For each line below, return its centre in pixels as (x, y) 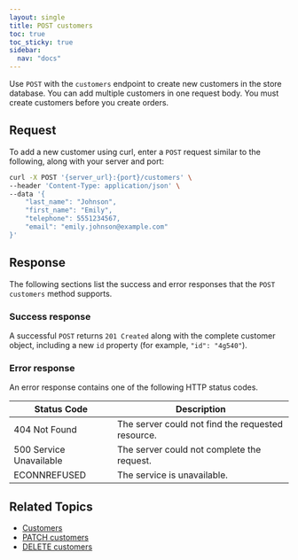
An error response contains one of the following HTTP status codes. (134, 387)
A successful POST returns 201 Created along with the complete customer (142, 335)
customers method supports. (61, 293)
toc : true (27, 34)
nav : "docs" (39, 58)
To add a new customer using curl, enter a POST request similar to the (135, 152)
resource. (137, 435)
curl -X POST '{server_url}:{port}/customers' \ (101, 177)
